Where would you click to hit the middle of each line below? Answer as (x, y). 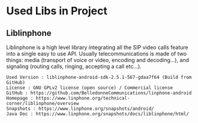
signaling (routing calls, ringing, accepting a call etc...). (74, 66)
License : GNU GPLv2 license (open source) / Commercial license (89, 88)
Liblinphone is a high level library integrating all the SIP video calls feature (97, 47)
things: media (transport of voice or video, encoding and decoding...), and (98, 60)
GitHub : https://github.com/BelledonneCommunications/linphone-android (99, 93)
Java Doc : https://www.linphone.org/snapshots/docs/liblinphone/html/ (97, 114)
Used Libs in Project (57, 11)
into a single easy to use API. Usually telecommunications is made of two (97, 54)
